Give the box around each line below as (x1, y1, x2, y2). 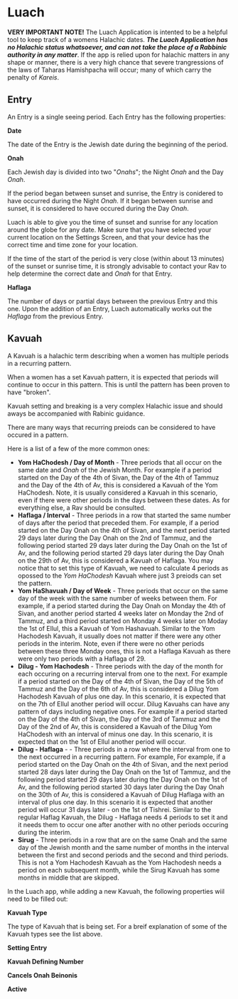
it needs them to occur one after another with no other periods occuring (17, 820, 229, 828)
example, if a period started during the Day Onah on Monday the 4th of (17, 601, 226, 610)
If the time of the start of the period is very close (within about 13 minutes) (7, 254, 225, 263)
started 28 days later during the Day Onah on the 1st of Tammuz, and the (17, 767, 231, 776)
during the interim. (17, 828, 72, 836)
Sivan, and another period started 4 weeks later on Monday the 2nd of (17, 609, 224, 617)
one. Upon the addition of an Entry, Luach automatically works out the (7, 304, 212, 313)
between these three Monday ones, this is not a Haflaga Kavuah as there (17, 647, 231, 655)
